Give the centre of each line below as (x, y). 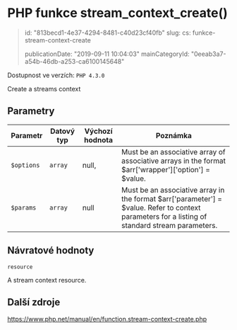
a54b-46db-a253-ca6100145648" (74, 61)
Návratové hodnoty (51, 250)
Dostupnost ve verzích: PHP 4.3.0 (56, 75)
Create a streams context (44, 89)
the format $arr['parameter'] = (171, 198)
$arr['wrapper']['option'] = (165, 169)
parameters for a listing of (164, 216)
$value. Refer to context (161, 207)
